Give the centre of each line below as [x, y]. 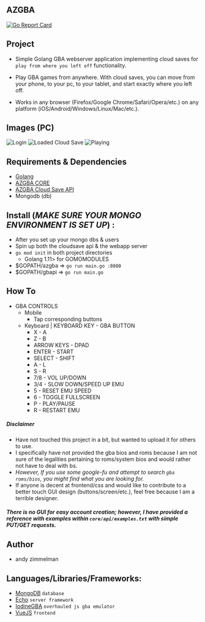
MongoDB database [39, 593]
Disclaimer [20, 424]
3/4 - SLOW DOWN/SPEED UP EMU [79, 384]
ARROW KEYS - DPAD [61, 345]
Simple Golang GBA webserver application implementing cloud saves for [107, 59]
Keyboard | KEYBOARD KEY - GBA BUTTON [80, 325]
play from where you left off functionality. [71, 65]
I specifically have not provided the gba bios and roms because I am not [106, 452]
